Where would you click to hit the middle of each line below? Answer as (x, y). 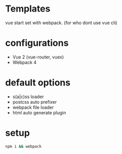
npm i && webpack (23, 146)
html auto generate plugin (39, 112)
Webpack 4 (24, 62)
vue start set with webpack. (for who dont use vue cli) (61, 23)
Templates (28, 9)
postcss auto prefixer (35, 102)
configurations (37, 43)
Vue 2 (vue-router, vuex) (38, 57)
